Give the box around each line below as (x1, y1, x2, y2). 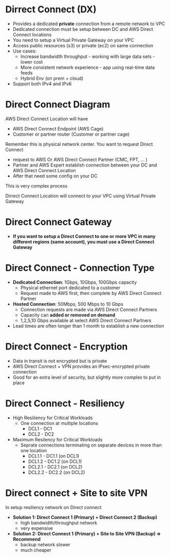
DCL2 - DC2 (28, 431, 54, 437)
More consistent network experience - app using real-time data (20, 64, 155, 70)
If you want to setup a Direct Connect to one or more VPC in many (12, 233, 156, 239)
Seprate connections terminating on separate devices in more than (20, 442, 162, 448)
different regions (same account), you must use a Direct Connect (12, 238, 155, 245)
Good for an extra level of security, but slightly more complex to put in (12, 374, 161, 380)
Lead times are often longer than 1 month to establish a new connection (12, 323, 164, 329)
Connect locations (12, 31, 52, 38)
